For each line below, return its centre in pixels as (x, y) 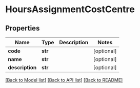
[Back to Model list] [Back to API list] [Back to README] (64, 80)
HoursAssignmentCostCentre (70, 9)
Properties (23, 28)
